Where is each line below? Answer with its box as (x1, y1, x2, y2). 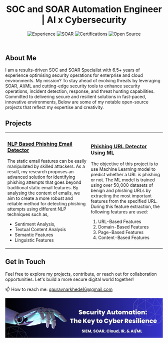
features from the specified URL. (90, 198, 157, 204)
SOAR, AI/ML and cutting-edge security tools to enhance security (5, 83, 140, 89)
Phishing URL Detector (90, 143, 147, 150)
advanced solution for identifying (7, 174, 75, 180)
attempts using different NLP (7, 206, 66, 212)
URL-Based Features (98, 218, 141, 224)
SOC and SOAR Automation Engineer (5, 4, 162, 15)
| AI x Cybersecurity (41, 14, 126, 26)
